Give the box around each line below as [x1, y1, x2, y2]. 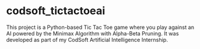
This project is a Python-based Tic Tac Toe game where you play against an [6, 24, 195, 31]
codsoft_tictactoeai [6, 4, 106, 18]
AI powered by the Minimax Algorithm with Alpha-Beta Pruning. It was [6, 30, 179, 37]
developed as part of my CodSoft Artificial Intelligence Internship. [6, 36, 168, 43]
